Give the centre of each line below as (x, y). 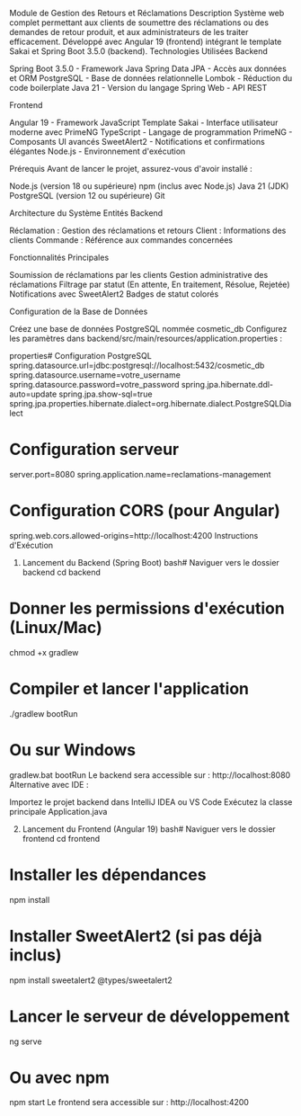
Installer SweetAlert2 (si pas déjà (136, 936)
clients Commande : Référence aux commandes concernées (121, 240)
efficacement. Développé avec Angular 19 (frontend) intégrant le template (146, 41)
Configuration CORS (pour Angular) (145, 511)
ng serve (26, 1041)
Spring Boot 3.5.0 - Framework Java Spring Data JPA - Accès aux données (148, 68)
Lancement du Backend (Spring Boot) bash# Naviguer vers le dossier (151, 562)
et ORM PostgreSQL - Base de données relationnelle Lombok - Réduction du (151, 78)
